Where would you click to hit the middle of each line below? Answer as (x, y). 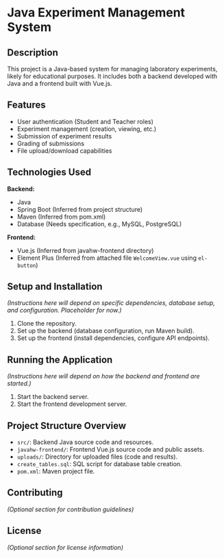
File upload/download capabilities (64, 150)
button (26, 265)
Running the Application (60, 360)
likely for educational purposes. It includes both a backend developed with (112, 76)
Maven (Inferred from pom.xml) (61, 217)
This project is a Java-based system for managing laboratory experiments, (112, 69)
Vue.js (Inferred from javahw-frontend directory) (85, 250)
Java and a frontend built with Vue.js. (60, 83)
